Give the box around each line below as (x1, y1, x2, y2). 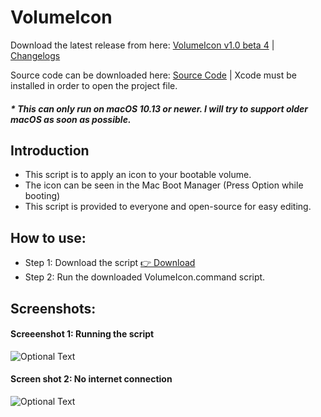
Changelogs (10, 49, 61, 61)
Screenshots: (10, 300, 97, 317)
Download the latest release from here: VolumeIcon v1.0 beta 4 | (10, 39, 275, 51)
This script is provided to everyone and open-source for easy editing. (24, 201, 312, 213)
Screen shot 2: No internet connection (10, 373, 173, 385)
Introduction (10, 142, 90, 159)
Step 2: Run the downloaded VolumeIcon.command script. (24, 271, 266, 283)
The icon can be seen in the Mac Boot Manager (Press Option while (24, 179, 304, 191)
